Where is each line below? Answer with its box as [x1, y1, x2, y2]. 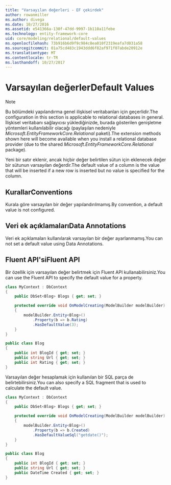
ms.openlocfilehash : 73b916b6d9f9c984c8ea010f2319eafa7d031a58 [5, 41, 143, 46]
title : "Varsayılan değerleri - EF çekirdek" [5, 7, 104, 13]
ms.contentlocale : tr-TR [5, 55, 58, 60]
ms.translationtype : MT [5, 50, 56, 55]
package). [5, 147, 27, 153]
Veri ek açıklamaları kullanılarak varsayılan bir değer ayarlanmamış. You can [5, 235, 163, 241]
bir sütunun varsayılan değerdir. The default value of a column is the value [5, 162, 160, 168]
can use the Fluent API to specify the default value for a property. [5, 274, 143, 280]
